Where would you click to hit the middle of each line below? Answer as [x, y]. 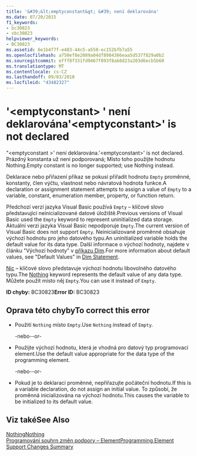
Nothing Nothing [26, 434]
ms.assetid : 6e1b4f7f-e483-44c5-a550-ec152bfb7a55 [69, 50]
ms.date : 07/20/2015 [31, 17]
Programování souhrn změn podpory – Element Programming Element [90, 440]
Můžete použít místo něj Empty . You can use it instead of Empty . [81, 280]
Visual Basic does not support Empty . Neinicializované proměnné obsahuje [96, 232]
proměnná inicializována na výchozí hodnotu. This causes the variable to [102, 395]
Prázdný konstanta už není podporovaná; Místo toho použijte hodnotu [91, 159]
